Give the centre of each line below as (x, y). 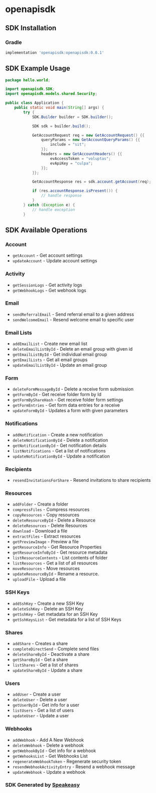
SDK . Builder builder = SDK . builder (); (72, 117)
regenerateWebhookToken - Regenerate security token (67, 761)
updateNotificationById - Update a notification (61, 456)
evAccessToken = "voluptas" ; (81, 158)
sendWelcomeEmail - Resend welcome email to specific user (73, 319)
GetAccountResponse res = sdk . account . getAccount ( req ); (92, 182)
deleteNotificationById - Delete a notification (60, 440)
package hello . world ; (28, 80)
